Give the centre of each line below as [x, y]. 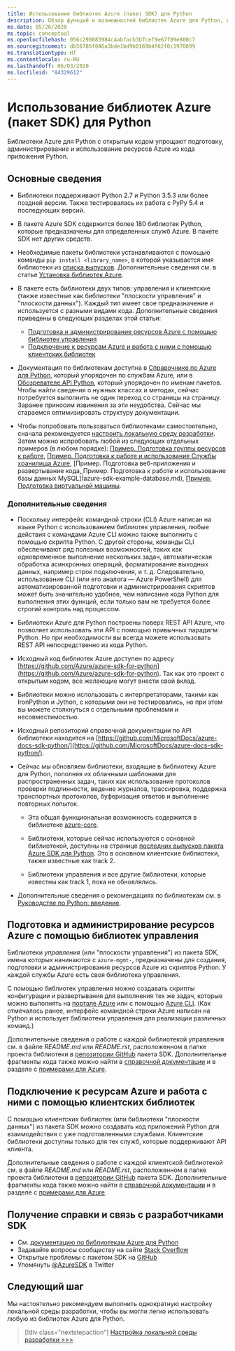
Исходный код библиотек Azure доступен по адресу [95, 658]
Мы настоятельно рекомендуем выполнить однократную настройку [110, 1303]
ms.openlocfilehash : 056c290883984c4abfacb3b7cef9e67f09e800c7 [101, 40]
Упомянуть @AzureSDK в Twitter [65, 1265]
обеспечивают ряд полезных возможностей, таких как [100, 549]
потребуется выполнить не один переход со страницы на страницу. [119, 398]
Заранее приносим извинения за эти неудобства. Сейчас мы [109, 405]
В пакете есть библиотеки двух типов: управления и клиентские [114, 288]
